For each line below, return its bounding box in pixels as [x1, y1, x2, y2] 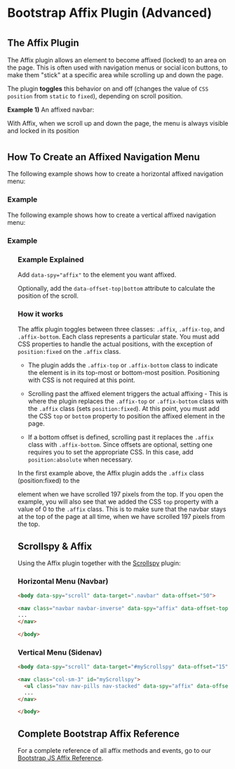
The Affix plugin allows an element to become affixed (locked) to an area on [7, 55, 227, 64]
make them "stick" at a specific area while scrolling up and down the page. [7, 70, 224, 79]
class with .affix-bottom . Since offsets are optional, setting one [27, 440, 213, 449]
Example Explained [17, 254, 84, 264]
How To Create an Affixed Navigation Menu [7, 151, 200, 163]
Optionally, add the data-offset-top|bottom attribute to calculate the [17, 284, 215, 292]
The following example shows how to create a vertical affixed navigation [7, 211, 216, 219]
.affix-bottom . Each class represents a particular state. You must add [17, 332, 220, 341]
